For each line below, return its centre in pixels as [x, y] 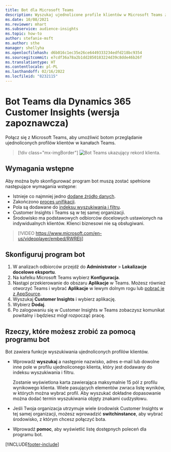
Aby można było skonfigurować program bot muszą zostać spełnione [78, 181]
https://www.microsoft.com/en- [69, 233]
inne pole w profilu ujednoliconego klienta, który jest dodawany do [82, 367]
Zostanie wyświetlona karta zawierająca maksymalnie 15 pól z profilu [85, 382]
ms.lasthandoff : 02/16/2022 [35, 72]
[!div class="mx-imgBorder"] [48, 152]
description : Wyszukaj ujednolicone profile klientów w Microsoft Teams [84, 15]
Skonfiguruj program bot [45, 255]
